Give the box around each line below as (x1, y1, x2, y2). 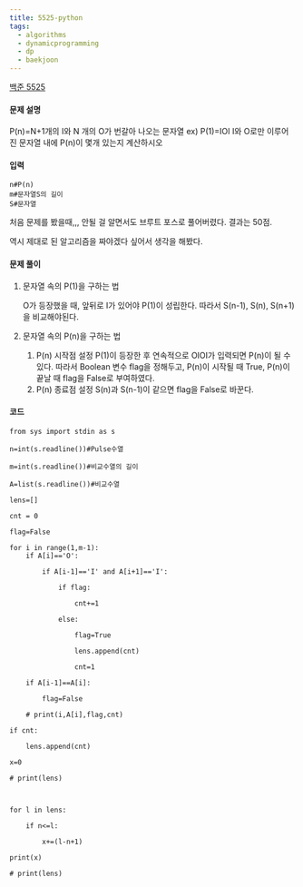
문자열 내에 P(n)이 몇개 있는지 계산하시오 (18, 137, 163, 148)
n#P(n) (9, 181, 34, 190)
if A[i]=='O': (25, 551, 79, 560)
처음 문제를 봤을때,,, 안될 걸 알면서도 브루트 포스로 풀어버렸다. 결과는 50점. (9, 217, 273, 228)
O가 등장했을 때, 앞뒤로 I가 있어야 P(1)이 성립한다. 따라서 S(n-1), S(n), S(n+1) (22, 300, 295, 310)
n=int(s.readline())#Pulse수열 (9, 444, 124, 454)
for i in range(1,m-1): (9, 543, 100, 552)
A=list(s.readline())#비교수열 (9, 479, 121, 488)
